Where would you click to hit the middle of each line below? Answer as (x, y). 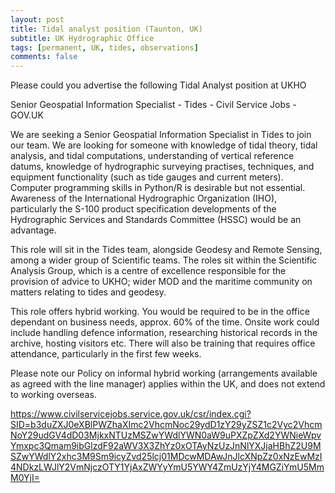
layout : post (37, 19)
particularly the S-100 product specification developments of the (143, 209)
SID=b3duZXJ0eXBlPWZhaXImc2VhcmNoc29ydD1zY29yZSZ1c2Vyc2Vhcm (166, 425)
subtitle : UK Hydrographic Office (82, 38)
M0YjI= (25, 478)
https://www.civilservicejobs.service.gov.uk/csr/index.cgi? (131, 414)
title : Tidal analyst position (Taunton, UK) (106, 29)
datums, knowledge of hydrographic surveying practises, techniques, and (162, 167)
